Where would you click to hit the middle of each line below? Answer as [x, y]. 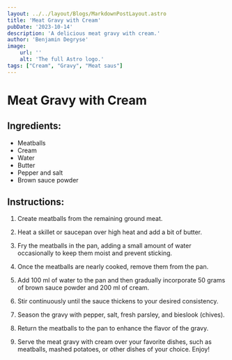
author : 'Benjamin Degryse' [48, 40]
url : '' [31, 53]
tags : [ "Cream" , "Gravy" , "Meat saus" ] [65, 66]
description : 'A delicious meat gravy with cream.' [84, 33]
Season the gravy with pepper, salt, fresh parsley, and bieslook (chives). [121, 315]
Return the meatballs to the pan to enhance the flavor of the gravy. [113, 329]
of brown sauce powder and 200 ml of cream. [83, 288]
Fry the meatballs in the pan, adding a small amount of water [104, 246]
